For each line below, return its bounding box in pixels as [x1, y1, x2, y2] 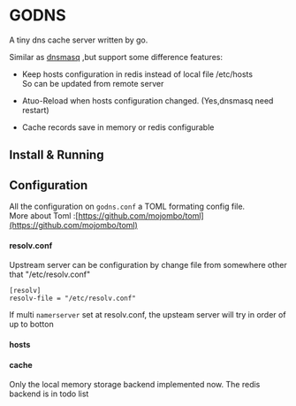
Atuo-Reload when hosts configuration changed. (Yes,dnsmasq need [21, 95, 274, 106]
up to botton [9, 319, 55, 330]
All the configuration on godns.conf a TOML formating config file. [9, 201, 246, 212]
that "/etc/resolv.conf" [9, 269, 91, 280]
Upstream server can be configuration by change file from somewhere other [9, 260, 287, 271]
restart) [21, 104, 50, 115]
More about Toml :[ [9, 211, 79, 221]
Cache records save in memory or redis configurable [21, 121, 215, 133]
